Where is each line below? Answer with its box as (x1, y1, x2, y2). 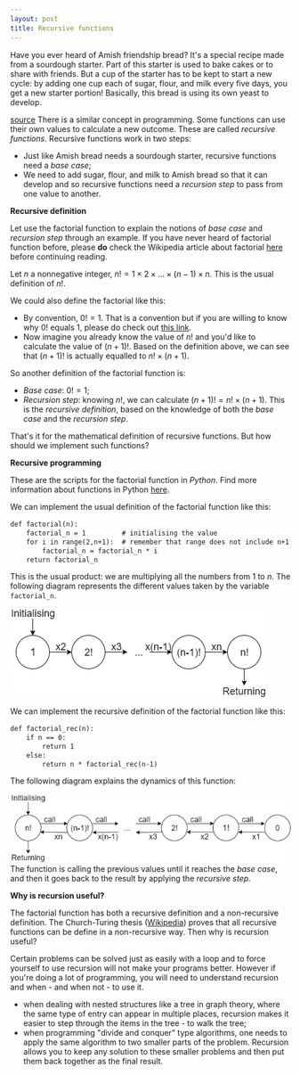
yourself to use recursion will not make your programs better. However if (10, 963, 276, 973)
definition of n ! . (10, 277, 66, 289)
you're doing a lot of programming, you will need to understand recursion (10, 972, 279, 982)
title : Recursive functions (10, 23, 115, 33)
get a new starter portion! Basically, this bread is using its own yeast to (10, 87, 270, 98)
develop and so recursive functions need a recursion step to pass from (22, 178, 283, 189)
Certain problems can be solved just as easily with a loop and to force (10, 953, 266, 964)
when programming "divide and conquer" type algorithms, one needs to (22, 1027, 288, 1038)
